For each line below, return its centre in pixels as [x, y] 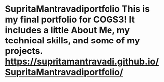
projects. [24, 51]
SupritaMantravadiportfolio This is [78, 9]
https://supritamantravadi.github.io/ [82, 61]
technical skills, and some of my [73, 41]
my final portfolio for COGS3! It [70, 20]
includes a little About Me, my [68, 30]
